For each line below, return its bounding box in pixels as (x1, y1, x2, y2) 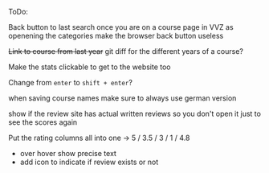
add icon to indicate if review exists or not (19, 157, 159, 167)
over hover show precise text (19, 149, 116, 158)
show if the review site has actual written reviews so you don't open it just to (8, 109, 261, 118)
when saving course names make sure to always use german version (8, 93, 237, 103)
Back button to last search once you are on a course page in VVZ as (8, 23, 234, 31)
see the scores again (8, 117, 78, 127)
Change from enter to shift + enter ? (8, 78, 132, 87)
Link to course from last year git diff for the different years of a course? (8, 47, 243, 56)
